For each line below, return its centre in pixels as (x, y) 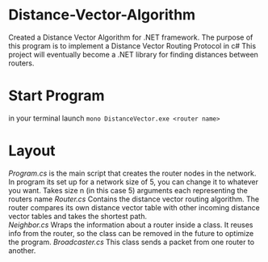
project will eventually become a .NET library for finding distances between (133, 54)
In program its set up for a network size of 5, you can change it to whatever (133, 182)
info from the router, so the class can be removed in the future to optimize (131, 233)
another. (22, 250)
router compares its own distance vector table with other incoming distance (134, 207)
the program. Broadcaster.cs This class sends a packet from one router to (132, 242)
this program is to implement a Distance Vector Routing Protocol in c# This (132, 45)
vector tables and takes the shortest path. (78, 216)
